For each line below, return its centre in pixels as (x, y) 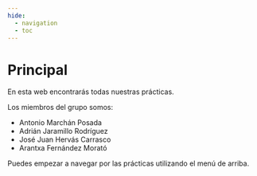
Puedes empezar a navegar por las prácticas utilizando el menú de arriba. (128, 163)
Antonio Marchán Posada (60, 123)
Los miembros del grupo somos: (60, 108)
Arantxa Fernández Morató (63, 148)
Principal (38, 70)
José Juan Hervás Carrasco (65, 139)
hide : (16, 16)
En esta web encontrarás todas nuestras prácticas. (91, 92)
